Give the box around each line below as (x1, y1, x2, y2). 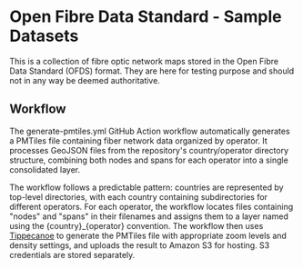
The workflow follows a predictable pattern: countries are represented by (9, 182, 284, 193)
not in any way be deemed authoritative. (9, 75, 161, 85)
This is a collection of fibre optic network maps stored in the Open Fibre (9, 55, 279, 66)
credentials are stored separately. (9, 249, 136, 260)
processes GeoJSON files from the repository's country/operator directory (9, 144, 289, 155)
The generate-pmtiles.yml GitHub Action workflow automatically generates (9, 125, 290, 136)
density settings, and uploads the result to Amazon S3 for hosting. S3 (9, 239, 270, 251)
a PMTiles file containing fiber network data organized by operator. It (9, 134, 268, 146)
